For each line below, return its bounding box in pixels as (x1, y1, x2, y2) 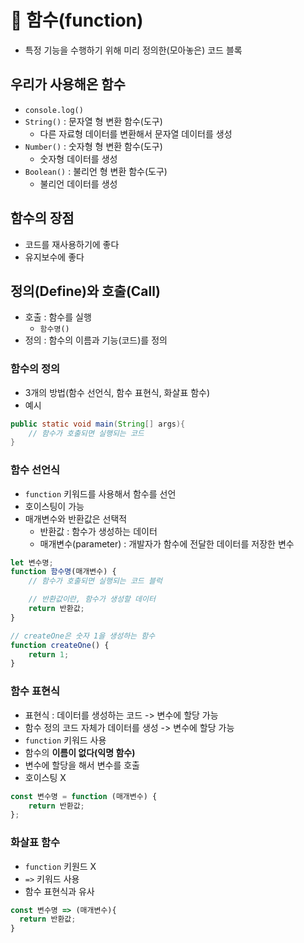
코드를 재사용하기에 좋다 (24, 238, 120, 250)
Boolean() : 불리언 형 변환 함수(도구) (24, 165, 168, 177)
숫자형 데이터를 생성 (39, 152, 118, 165)
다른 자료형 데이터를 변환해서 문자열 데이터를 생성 (39, 127, 233, 140)
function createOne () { (10, 640, 110, 650)
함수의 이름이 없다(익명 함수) (24, 746, 136, 758)
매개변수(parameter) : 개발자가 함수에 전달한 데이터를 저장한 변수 (39, 537, 295, 550)
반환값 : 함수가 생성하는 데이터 (39, 525, 158, 537)
